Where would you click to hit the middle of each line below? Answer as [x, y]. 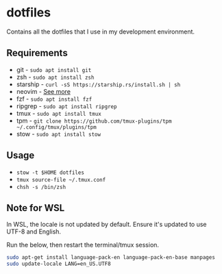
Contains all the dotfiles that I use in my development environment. [101, 32]
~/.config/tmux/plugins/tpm [56, 127]
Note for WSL [36, 208]
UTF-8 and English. [34, 232]
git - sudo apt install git [54, 69]
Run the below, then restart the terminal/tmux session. [83, 245]
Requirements [37, 53]
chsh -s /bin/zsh [41, 187]
